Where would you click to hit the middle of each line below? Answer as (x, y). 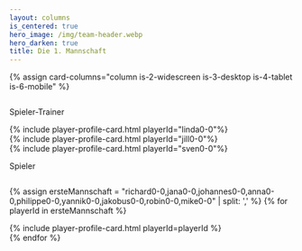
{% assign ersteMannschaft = (64, 191)
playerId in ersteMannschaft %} (68, 211)
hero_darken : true (44, 43)
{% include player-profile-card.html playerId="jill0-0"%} (114, 139)
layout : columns (40, 18)
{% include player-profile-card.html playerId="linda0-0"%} (119, 130)
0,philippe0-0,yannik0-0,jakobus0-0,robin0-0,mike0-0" (113, 201)
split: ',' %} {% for (255, 201)
